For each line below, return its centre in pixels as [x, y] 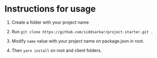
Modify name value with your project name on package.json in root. [78, 41]
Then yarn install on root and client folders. [57, 50]
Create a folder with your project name [50, 22]
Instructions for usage [50, 9]
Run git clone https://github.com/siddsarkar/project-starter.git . [82, 31]
